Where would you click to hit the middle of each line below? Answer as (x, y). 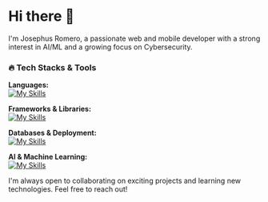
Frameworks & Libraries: (50, 109)
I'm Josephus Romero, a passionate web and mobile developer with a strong (134, 38)
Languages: (29, 85)
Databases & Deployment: (53, 133)
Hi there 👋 (41, 16)
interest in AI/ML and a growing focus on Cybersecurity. (101, 46)
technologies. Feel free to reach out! (68, 189)
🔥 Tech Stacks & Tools (52, 67)
